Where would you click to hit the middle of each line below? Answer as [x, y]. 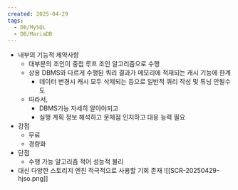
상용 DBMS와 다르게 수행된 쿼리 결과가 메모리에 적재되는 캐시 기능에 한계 [130, 73]
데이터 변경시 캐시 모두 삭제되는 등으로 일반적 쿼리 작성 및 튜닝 [125, 82]
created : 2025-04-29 [38, 14]
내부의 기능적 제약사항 [48, 55]
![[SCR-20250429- [191, 171]
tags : [15, 21]
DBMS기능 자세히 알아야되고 [79, 108]
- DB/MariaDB [33, 34]
